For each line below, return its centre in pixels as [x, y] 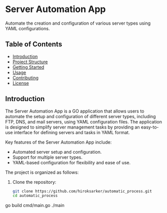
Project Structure [30, 62]
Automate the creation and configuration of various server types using [78, 23]
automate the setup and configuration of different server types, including [80, 116]
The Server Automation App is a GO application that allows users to [75, 111]
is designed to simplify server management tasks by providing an [73, 127]
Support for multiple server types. [47, 157]
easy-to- [150, 127]
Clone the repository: [34, 182]
